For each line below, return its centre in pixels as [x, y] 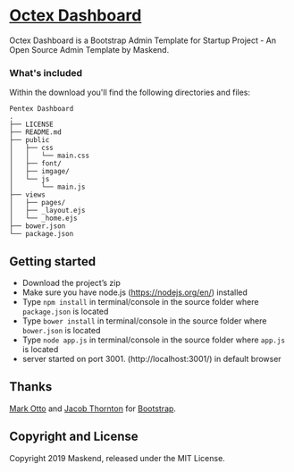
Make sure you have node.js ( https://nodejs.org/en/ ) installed [135, 292]
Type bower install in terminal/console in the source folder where [144, 321]
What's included [46, 72]
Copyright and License [74, 437]
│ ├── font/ [36, 164]
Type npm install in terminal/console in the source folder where [140, 302]
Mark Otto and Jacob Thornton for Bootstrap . [93, 409]
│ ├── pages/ [38, 203]
